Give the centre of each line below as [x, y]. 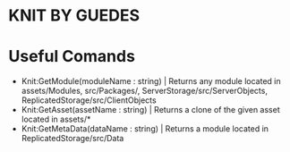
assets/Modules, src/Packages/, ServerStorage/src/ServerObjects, [144, 91]
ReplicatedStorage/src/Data [72, 139]
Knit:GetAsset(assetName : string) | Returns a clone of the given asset [151, 110]
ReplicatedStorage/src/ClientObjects [89, 100]
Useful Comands [72, 57]
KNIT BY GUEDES [74, 16]
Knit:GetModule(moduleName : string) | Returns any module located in [151, 81]
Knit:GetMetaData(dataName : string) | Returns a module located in [145, 129]
